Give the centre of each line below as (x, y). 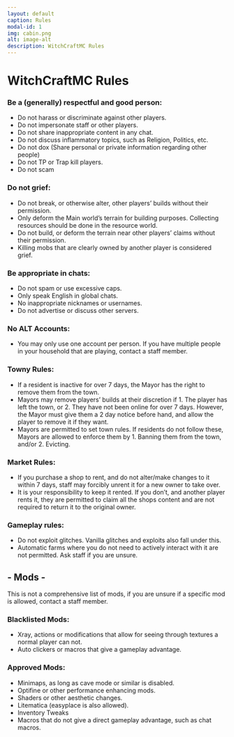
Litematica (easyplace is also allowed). (73, 705)
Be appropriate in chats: (49, 273)
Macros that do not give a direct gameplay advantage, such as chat (114, 720)
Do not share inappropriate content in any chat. (85, 133)
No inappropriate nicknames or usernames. (80, 303)
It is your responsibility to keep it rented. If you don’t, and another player (121, 492)
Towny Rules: (31, 370)
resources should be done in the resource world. (87, 225)
